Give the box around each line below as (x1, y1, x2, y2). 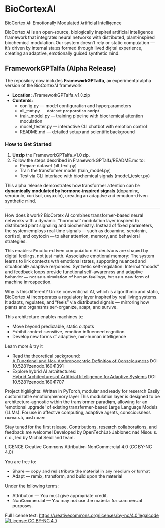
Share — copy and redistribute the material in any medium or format (12, 468, 150, 474)
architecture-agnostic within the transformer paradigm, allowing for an (5, 399, 148, 405)
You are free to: (5, 459, 37, 465)
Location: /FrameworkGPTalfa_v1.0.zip (12, 92, 90, 98)
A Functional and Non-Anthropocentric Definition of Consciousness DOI (12, 358, 158, 364)
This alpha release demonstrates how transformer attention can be (5, 183, 140, 189)
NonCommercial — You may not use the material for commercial (12, 498, 142, 504)
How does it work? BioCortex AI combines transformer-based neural (5, 212, 144, 218)
